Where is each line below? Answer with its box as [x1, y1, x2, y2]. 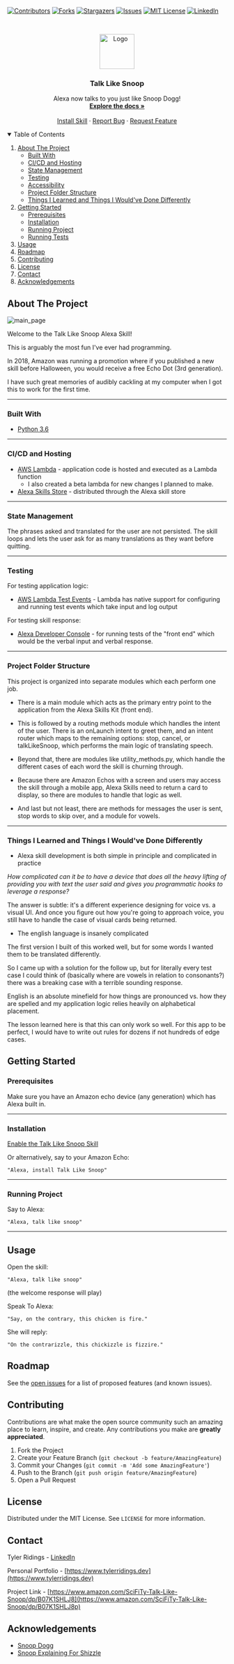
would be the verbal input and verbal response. [17, 637, 153, 645]
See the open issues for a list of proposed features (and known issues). [7, 1378, 212, 1387]
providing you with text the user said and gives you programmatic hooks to [7, 880, 223, 888]
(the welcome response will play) [7, 1288, 102, 1297]
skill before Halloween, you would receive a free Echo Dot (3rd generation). [7, 364, 224, 373]
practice [17, 859, 42, 867]
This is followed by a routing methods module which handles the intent [17, 719, 221, 727]
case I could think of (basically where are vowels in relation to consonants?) [7, 971, 225, 979]
